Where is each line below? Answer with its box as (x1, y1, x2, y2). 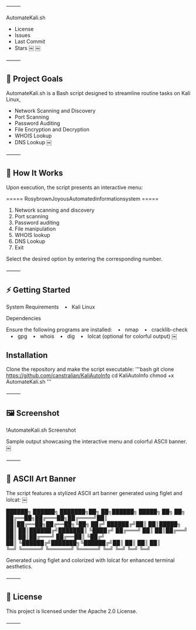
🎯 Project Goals (6, 74, 63, 84)
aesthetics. (6, 563, 33, 570)
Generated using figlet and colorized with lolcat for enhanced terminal (6, 557, 175, 564)
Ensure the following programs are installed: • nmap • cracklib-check (6, 326, 188, 333)
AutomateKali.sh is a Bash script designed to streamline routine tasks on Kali (6, 89, 191, 96)
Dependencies (6, 315, 42, 322)
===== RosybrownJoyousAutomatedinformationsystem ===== (6, 195, 159, 202)
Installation (6, 350, 48, 360)
